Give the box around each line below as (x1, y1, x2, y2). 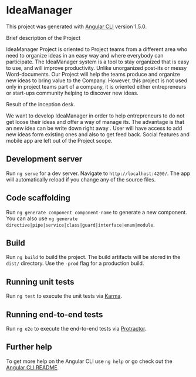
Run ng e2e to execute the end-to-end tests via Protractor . (6, 325, 147, 332)
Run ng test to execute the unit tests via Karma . (6, 292, 122, 299)
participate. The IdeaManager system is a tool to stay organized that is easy (6, 58, 190, 65)
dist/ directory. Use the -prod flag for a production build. (6, 260, 144, 267)
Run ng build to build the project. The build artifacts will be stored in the (6, 254, 181, 261)
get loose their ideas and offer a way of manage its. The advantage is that (6, 118, 185, 125)
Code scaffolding (6, 193, 70, 203)
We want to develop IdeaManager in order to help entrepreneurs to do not (6, 112, 185, 119)
